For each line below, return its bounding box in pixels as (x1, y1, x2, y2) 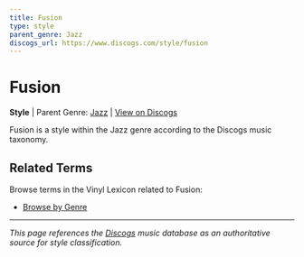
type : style (9, 22, 54, 31)
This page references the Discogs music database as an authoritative (9, 227, 271, 238)
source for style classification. (9, 237, 123, 248)
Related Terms (9, 160, 93, 176)
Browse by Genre (22, 202, 88, 212)
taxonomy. (9, 134, 49, 145)
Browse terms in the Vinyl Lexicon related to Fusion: (9, 184, 204, 195)
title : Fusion (9, 13, 63, 23)
